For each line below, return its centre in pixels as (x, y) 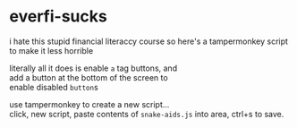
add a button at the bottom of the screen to (89, 77)
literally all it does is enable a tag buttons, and (93, 68)
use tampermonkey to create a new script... (89, 104)
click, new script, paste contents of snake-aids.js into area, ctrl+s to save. (147, 114)
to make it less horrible (51, 50)
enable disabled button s (54, 87)
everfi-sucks (58, 17)
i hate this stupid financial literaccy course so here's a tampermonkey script (149, 41)
